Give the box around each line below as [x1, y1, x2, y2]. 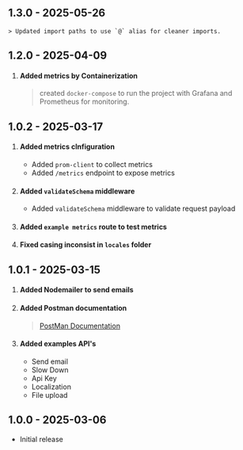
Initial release [19, 434, 63, 444]
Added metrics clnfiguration [19, 142, 115, 151]
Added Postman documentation [19, 303, 127, 312]
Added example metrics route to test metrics [19, 222, 168, 231]
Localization [31, 382, 71, 391]
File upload [31, 390, 68, 399]
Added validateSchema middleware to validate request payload [31, 204, 236, 213]
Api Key [31, 373, 57, 383]
